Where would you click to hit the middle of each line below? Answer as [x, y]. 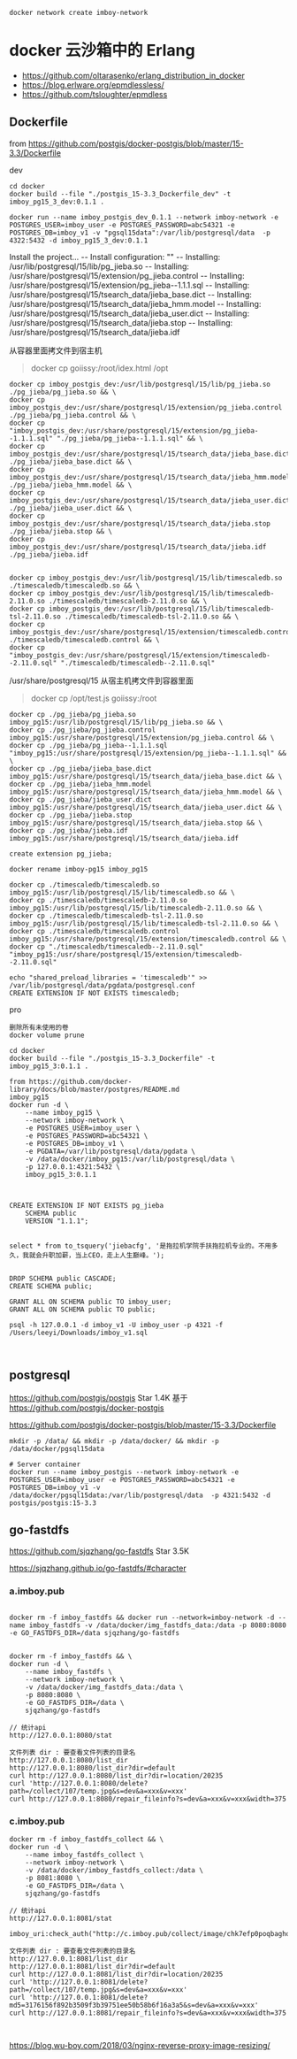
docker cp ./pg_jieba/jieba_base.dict [80, 768]
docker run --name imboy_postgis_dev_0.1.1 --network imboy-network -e [144, 217]
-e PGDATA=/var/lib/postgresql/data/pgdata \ [110, 1151]
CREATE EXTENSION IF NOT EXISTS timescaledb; [94, 993]
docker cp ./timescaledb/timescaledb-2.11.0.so [99, 900]
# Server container [45, 1464]
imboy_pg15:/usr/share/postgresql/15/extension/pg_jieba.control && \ [142, 738]
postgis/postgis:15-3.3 [53, 1503]
